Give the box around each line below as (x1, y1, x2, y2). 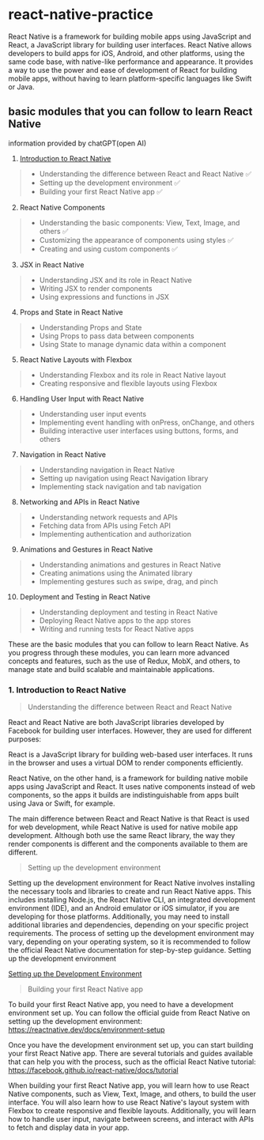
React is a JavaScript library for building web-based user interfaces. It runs (8, 749, 253, 760)
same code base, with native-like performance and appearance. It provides (8, 57, 254, 66)
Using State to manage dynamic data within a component (39, 339, 227, 349)
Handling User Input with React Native (19, 394, 145, 403)
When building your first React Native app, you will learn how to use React (8, 1081, 250, 1090)
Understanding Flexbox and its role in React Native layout (39, 370, 227, 379)
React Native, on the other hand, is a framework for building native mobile (8, 773, 249, 783)
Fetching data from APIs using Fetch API (39, 520, 172, 530)
